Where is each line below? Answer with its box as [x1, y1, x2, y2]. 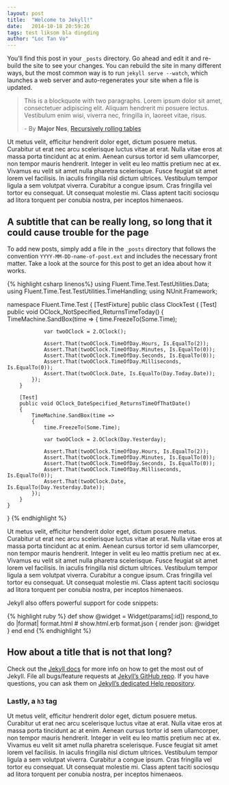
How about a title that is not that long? [7, 647, 172, 658]
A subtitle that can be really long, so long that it [7, 216, 213, 227]
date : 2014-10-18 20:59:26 [7, 23, 90, 29]
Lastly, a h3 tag [7, 696, 57, 706]
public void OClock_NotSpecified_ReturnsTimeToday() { [7, 308, 164, 316]
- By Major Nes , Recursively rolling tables [23, 125, 142, 133]
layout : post [7, 10, 44, 17]
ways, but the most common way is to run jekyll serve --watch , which [7, 69, 208, 77]
